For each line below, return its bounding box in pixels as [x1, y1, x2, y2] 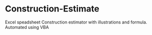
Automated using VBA [5, 24, 49, 30]
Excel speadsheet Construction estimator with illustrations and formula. [5, 19, 148, 25]
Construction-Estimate [5, 3, 100, 14]
